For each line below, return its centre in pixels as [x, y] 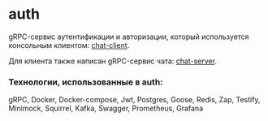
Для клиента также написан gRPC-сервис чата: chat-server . [113, 61]
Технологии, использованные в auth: [86, 82]
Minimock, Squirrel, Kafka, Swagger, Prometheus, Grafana [106, 108]
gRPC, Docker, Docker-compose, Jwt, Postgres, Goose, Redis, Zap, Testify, [134, 100]
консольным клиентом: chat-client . [69, 45]
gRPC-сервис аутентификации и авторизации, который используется [129, 37]
